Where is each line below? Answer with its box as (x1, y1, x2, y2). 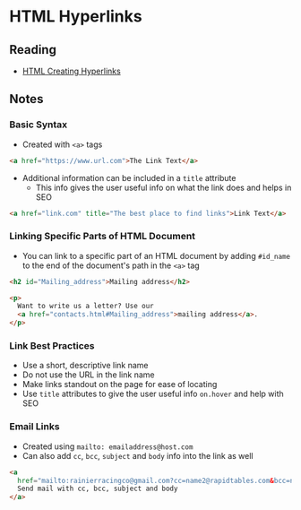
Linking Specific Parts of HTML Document (9, 230, 195, 243)
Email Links (9, 420, 60, 433)
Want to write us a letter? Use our (17, 302, 154, 311)
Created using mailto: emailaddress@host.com (21, 441, 193, 452)
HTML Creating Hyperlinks (21, 65, 121, 76)
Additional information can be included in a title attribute (21, 172, 236, 183)
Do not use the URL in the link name (21, 369, 155, 380)
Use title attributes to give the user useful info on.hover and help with (21, 388, 284, 400)
